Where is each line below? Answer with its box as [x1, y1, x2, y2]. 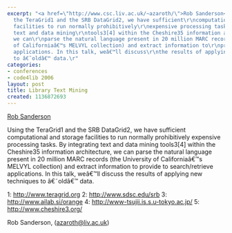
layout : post [7, 81, 45, 88]
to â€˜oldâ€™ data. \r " [13, 55, 79, 62]
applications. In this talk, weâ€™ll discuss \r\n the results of [13, 49, 202, 56]
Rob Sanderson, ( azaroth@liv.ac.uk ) [7, 219, 110, 226]
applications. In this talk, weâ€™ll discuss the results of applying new [7, 170, 203, 178]
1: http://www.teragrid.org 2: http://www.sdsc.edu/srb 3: [7, 190, 167, 199]
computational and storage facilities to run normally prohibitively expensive [7, 133, 221, 141]
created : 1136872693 [7, 94, 67, 101]
